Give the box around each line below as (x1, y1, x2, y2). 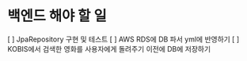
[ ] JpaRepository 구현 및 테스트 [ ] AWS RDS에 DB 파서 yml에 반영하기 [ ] (7, 34, 240, 44)
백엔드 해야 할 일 (7, 7, 108, 25)
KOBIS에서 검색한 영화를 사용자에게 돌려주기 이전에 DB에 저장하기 (7, 44, 211, 53)
